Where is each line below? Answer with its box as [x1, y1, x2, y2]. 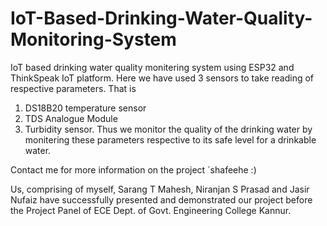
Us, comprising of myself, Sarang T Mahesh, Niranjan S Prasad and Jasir [10, 183, 310, 195]
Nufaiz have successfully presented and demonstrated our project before [10, 193, 313, 206]
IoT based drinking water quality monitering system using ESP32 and [10, 61, 295, 73]
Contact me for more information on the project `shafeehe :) [10, 163, 257, 176]
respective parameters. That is [10, 82, 137, 94]
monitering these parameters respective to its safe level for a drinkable [24, 133, 317, 146]
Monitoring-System [10, 28, 177, 51]
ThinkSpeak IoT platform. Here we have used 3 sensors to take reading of [10, 72, 315, 84]
